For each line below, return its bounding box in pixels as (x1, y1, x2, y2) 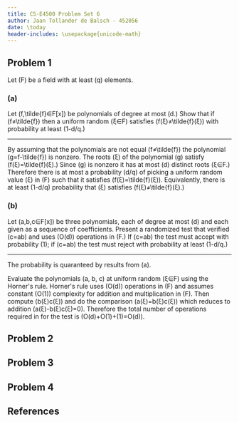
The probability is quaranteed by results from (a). (7, 260, 152, 269)
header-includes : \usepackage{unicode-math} (7, 30, 142, 38)
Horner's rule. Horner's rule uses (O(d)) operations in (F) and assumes (7, 282, 214, 290)
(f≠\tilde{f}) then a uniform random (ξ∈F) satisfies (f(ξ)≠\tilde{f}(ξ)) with (7, 117, 219, 125)
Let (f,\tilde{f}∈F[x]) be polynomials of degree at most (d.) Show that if (7, 110, 215, 118)
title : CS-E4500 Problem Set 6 (7, 10, 100, 18)
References (7, 406, 60, 418)
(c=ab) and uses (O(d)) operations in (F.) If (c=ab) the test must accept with (7, 232, 229, 241)
